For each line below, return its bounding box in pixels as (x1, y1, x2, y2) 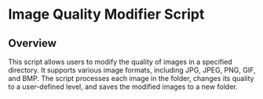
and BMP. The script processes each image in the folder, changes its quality (8, 74, 254, 83)
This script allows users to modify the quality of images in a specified (8, 57, 233, 66)
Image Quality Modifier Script (8, 5, 205, 23)
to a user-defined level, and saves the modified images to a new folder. (8, 82, 238, 91)
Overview (8, 37, 57, 50)
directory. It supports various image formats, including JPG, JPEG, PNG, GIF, (8, 65, 256, 75)
